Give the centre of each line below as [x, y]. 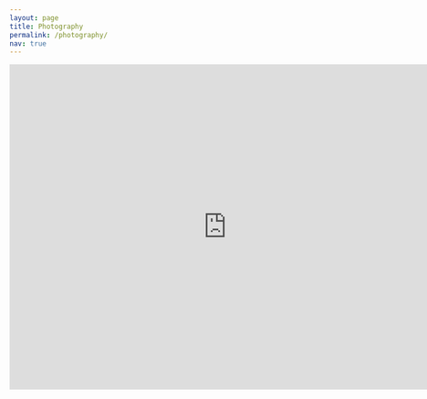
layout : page [34, 18]
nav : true [28, 43]
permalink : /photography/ [58, 35]
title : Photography [47, 26]
